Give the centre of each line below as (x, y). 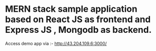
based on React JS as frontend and (78, 19)
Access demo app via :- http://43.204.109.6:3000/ (56, 43)
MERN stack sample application (71, 9)
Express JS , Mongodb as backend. (78, 30)
